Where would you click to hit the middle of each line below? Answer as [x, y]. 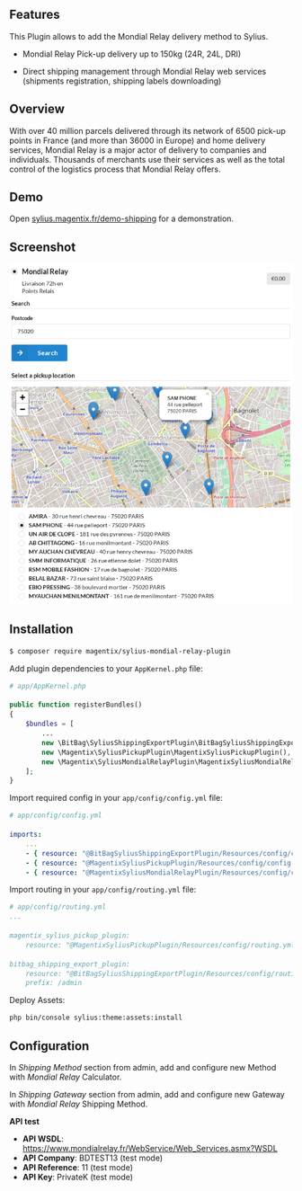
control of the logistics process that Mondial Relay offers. [115, 169]
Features [35, 15]
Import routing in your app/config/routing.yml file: [103, 890]
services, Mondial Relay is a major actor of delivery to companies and [138, 150]
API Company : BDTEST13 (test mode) [93, 1158]
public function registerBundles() [76, 705]
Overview [37, 109]
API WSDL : [43, 1139]
